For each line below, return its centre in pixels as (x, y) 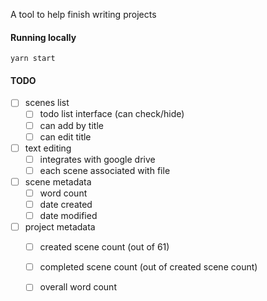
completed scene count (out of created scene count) (148, 267)
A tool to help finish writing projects (83, 14)
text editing (48, 148)
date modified (68, 216)
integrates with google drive (97, 159)
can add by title (71, 125)
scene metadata (58, 181)
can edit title (65, 136)
